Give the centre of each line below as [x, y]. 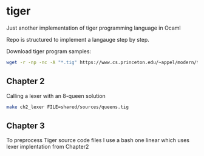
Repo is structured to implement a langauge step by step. [78, 39]
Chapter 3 [26, 125]
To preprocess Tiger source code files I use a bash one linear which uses [98, 140]
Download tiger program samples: [49, 51]
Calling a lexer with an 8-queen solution [56, 96]
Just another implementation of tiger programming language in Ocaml [93, 28]
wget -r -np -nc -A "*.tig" [42, 62]
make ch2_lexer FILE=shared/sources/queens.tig [68, 107]
